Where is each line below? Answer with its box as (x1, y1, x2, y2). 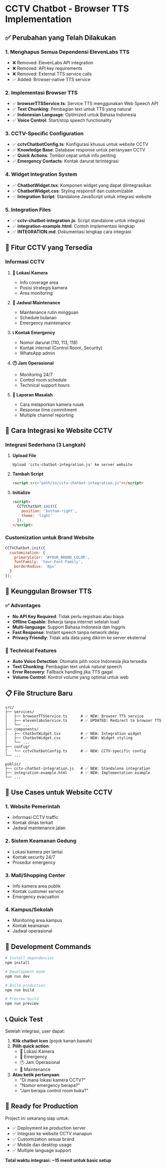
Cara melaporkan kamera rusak (19, 401, 84, 407)
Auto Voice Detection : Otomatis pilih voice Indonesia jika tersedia (12, 658, 147, 664)
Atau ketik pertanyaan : (12, 1071, 60, 1077)
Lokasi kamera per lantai (12, 849, 63, 855)
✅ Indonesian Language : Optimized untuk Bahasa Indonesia (12, 112, 136, 118)
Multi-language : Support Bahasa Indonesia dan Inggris (12, 624, 125, 630)
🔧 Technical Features (5, 647, 57, 654)
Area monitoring (19, 290, 53, 296)
